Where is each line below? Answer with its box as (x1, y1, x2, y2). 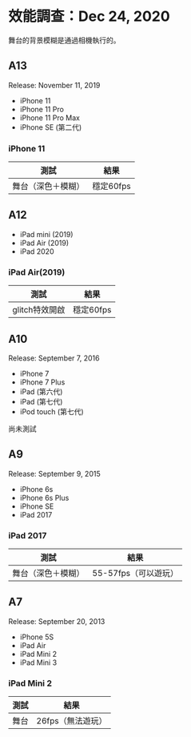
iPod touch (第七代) (19, 406, 84, 417)
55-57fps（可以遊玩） (92, 568, 179, 579)
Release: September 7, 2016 (8, 353, 100, 363)
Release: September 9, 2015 (8, 469, 101, 478)
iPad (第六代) (19, 386, 63, 397)
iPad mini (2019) (19, 229, 74, 239)
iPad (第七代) (19, 397, 63, 406)
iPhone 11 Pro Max (19, 113, 80, 123)
